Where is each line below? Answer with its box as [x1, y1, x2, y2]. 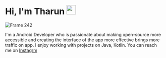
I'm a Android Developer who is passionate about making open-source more [5, 31, 161, 37]
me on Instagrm [5, 47, 38, 53]
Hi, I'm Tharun [5, 6, 65, 17]
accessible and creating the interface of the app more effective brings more [5, 37, 160, 43]
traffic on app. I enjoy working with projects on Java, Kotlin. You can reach [5, 42, 157, 48]
